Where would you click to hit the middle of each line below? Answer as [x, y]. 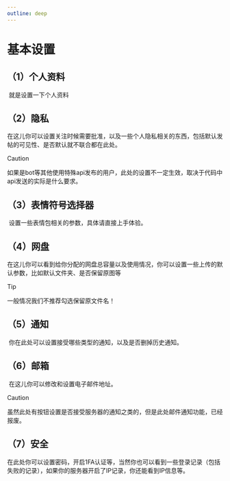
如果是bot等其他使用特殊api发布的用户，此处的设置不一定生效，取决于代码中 [115, 173]
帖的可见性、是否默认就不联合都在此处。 [64, 145]
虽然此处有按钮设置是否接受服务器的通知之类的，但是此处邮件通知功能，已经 [115, 412]
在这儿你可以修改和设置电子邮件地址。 [63, 384]
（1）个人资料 [36, 77]
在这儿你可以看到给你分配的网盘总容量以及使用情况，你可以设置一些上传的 [112, 264]
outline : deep [27, 13]
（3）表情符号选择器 [51, 205]
